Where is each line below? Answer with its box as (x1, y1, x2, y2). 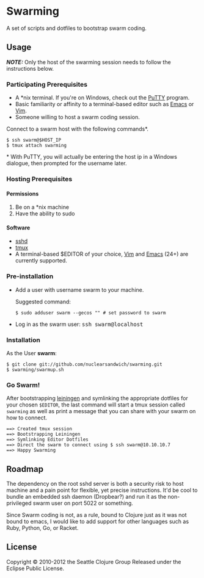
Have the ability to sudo (15, 210, 75, 217)
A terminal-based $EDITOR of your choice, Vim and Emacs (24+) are (15, 250, 189, 258)
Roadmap (6, 464, 44, 474)
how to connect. (6, 414, 48, 422)
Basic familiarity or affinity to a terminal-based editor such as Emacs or (15, 101, 194, 108)
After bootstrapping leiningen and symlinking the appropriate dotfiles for (6, 395, 188, 402)
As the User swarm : (6, 349, 57, 356)
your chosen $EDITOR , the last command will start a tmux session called (6, 401, 185, 408)
